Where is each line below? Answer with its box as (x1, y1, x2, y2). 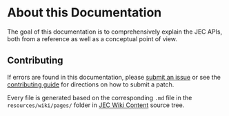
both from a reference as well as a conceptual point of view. (7, 34, 178, 43)
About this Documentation (7, 5, 162, 21)
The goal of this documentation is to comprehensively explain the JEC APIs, (7, 27, 223, 36)
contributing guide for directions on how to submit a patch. (7, 80, 175, 89)
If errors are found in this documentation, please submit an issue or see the (7, 73, 221, 81)
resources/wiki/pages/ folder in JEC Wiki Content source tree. (7, 101, 185, 109)
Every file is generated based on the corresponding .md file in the (7, 93, 192, 102)
